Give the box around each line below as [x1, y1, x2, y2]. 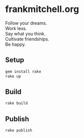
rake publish [5, 128, 32, 133]
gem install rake [5, 69, 41, 74]
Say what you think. [5, 30, 46, 36]
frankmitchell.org [5, 3, 79, 15]
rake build [5, 101, 28, 106]
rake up [5, 73, 21, 78]
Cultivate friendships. [5, 36, 49, 42]
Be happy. [5, 41, 26, 47]
